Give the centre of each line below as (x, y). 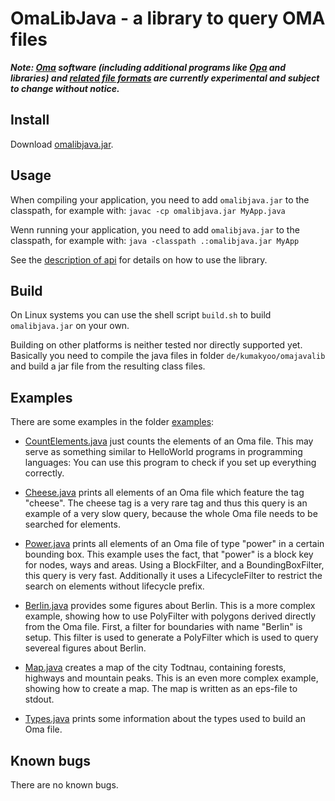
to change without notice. (65, 88)
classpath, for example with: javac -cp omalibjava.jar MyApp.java (148, 210)
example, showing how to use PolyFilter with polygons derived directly (170, 616)
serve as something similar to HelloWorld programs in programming (163, 452)
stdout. (39, 699)
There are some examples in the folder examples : (112, 422)
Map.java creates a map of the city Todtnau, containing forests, (155, 668)
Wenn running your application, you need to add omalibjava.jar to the (155, 229)
